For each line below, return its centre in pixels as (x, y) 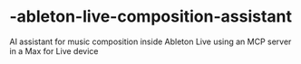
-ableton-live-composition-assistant (151, 17)
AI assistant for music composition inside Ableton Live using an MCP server (150, 41)
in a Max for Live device (54, 50)
